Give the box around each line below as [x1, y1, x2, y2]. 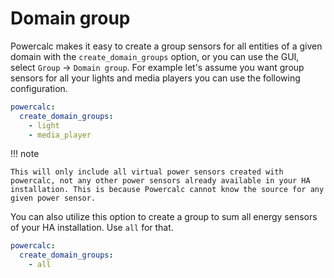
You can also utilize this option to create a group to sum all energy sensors [10, 211, 318, 223]
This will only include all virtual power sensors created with [10, 167, 284, 177]
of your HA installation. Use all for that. [10, 222, 174, 234]
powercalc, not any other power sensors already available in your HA [10, 176, 311, 186]
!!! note [10, 148, 40, 160]
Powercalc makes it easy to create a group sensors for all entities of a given [10, 40, 323, 52]
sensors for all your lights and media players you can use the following [10, 72, 301, 84]
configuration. [10, 82, 68, 94]
